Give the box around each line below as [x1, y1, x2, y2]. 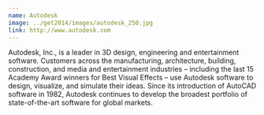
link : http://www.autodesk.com [8, 26, 111, 34]
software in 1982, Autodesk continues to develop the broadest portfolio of [8, 90, 248, 99]
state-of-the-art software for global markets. [8, 98, 154, 107]
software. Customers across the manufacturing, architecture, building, [8, 56, 236, 65]
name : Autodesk [8, 11, 58, 20]
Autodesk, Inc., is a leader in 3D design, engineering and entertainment [8, 48, 240, 57]
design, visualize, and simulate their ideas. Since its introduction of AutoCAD [8, 81, 257, 91]
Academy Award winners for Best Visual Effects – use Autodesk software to [8, 72, 254, 83]
